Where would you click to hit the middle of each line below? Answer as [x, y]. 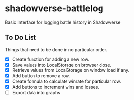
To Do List [21, 38]
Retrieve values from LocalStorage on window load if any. [71, 70]
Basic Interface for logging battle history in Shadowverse [63, 22]
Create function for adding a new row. [51, 59]
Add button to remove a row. [41, 76]
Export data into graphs [36, 93]
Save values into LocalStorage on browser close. [62, 65]
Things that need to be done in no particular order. [56, 49]
